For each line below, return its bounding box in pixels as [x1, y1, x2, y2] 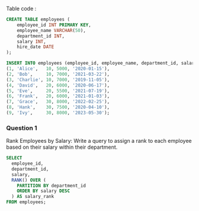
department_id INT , [17, 33, 65, 39]
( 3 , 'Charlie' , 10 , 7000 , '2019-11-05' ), [6, 76, 110, 82]
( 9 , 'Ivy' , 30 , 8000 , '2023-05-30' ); [6, 110, 110, 116]
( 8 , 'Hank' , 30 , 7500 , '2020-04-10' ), [6, 104, 110, 110]
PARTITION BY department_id [17, 183, 86, 188]
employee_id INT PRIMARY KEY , [17, 22, 92, 28]
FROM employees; [6, 199, 46, 205]
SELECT [6, 155, 23, 161]
